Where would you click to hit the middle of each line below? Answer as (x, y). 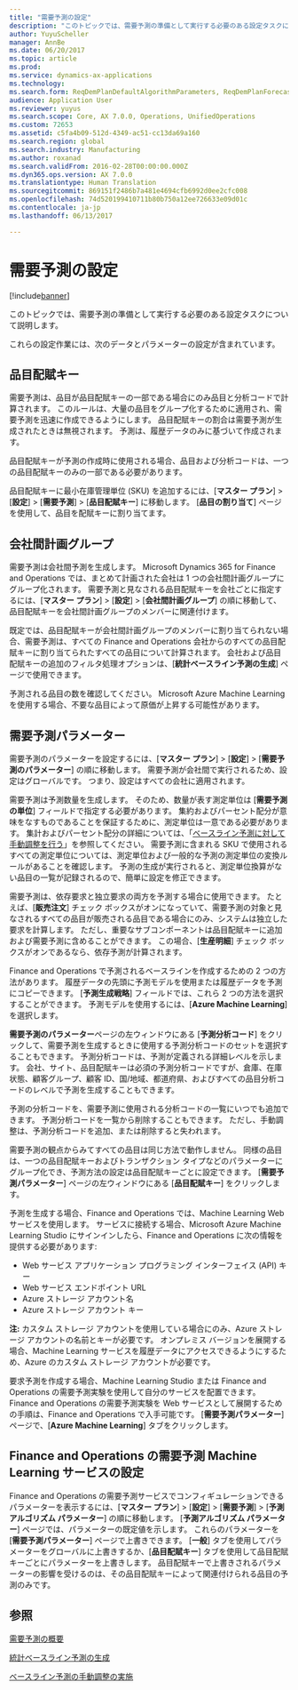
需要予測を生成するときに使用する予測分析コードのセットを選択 (164, 1045)
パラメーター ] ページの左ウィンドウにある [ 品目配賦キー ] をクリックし (145, 1183)
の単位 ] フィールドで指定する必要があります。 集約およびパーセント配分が (145, 811)
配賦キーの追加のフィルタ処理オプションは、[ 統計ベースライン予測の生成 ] (144, 664)
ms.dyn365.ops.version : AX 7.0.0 (71, 174)
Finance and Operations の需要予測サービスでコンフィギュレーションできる (147, 1495)
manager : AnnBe (37, 42)
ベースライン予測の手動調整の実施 (71, 1676)
